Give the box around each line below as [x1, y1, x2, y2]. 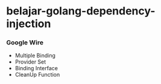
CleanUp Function [14, 71, 60, 79]
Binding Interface [14, 65, 58, 72]
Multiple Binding [14, 52, 55, 59]
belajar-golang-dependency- [6, 4, 156, 18]
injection [6, 17, 51, 31]
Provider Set [14, 58, 46, 65]
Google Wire [6, 38, 44, 47]
